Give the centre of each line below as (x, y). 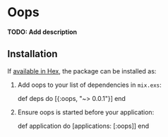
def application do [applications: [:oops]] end (83, 126)
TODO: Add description (42, 32)
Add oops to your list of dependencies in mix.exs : (90, 85)
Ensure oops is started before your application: (86, 112)
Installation (32, 54)
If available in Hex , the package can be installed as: (82, 71)
